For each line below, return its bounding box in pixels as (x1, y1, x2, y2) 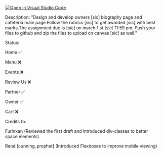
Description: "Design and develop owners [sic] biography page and (5, 14, 142, 20)
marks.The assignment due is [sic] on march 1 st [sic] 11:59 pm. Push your (5, 25, 156, 31)
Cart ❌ (5, 109, 19, 114)
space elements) (5, 134, 40, 139)
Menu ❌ (5, 59, 21, 65)
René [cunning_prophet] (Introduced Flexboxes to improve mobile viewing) (5, 143, 158, 149)
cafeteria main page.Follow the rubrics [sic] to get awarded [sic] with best (5, 20, 156, 25)
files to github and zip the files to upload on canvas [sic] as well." (5, 30, 137, 36)
